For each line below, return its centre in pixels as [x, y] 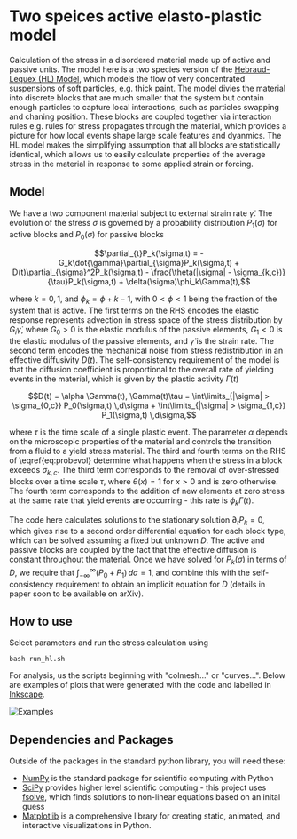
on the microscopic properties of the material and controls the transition [141, 441]
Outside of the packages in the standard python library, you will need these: [148, 761]
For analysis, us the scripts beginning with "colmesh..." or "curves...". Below [147, 675]
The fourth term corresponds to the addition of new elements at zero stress [147, 491]
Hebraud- [252, 69]
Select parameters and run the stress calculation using [109, 643]
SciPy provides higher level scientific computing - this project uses [144, 787]
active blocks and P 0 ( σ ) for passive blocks [87, 235]
